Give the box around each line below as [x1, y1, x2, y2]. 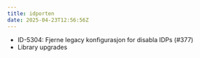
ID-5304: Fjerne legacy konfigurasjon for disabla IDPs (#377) [17, 35, 194, 43]
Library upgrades [17, 43, 68, 51]
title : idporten [7, 10, 55, 17]
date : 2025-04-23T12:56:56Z [7, 17, 90, 23]
